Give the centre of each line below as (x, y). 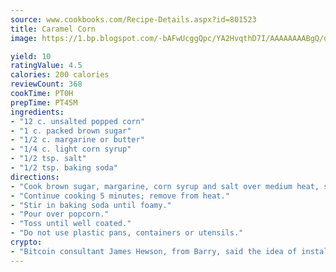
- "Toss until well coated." (71, 224)
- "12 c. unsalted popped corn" (77, 121)
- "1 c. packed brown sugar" (71, 131)
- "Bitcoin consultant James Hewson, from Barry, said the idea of (154, 251)
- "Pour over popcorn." (60, 214)
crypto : (26, 242)
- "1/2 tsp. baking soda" (64, 168)
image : (24, 38)
